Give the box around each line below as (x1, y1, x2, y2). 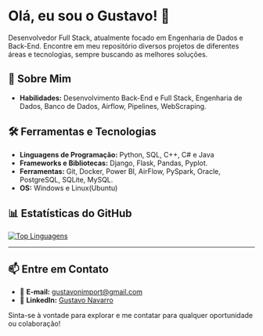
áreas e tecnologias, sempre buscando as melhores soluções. (8, 49, 208, 59)
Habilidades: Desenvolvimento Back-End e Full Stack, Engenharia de (19, 93, 243, 103)
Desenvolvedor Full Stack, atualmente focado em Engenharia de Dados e (8, 33, 244, 42)
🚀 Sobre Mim (8, 72, 72, 85)
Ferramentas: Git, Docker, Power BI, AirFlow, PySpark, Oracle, (19, 166, 222, 175)
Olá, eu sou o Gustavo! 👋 (8, 7, 171, 25)
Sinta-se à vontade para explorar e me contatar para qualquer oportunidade (8, 311, 254, 320)
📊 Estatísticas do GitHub (8, 207, 132, 220)
